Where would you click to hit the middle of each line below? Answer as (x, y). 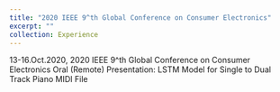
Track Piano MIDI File (49, 79)
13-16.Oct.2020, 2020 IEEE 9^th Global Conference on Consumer (130, 60)
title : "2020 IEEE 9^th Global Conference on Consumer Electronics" (140, 18)
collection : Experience (54, 34)
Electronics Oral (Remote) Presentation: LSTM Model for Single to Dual (140, 69)
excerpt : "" (32, 26)
